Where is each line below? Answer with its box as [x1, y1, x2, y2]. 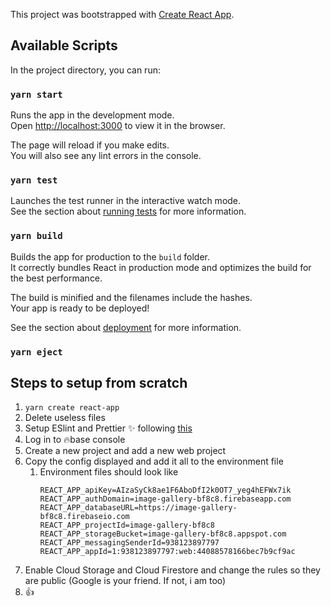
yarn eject [10, 346, 63, 358]
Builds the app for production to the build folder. [10, 250, 211, 263]
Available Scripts [10, 37, 118, 54]
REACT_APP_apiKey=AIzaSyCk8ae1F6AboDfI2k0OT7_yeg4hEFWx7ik [39, 485, 292, 496]
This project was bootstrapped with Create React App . [10, 9, 235, 20]
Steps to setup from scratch [10, 375, 188, 392]
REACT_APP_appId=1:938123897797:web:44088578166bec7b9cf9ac [39, 547, 296, 557]
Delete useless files [24, 412, 106, 424]
